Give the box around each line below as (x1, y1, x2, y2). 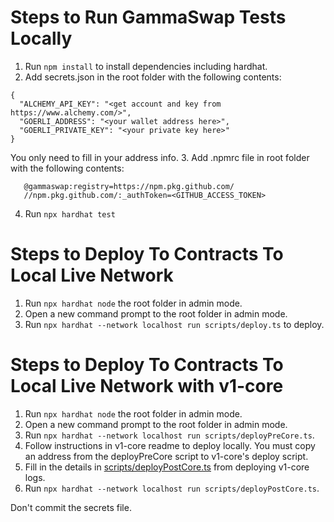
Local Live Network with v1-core (10, 375, 284, 398)
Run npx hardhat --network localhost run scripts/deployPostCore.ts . (24, 482, 320, 494)
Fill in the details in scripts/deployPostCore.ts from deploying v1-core (24, 461, 310, 473)
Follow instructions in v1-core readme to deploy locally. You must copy (24, 439, 316, 451)
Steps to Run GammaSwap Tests (10, 6, 287, 29)
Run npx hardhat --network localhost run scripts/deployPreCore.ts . (24, 429, 315, 441)
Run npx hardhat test (24, 207, 116, 220)
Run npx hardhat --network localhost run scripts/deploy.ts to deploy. (24, 318, 325, 330)
